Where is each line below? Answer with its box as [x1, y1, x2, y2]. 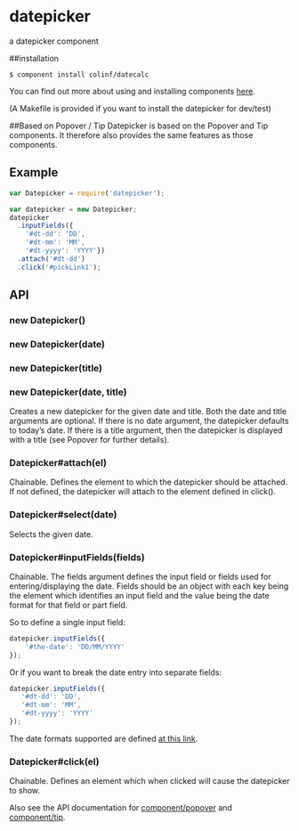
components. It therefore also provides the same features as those [9, 129, 254, 140]
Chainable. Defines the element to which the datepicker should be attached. [9, 477, 288, 487]
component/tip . [9, 812, 66, 823]
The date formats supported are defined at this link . [9, 733, 198, 744]
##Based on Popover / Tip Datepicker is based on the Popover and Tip [9, 120, 269, 131]
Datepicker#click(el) [9, 755, 100, 768]
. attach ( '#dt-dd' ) [17, 254, 86, 264]
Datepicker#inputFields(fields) [9, 550, 145, 563]
